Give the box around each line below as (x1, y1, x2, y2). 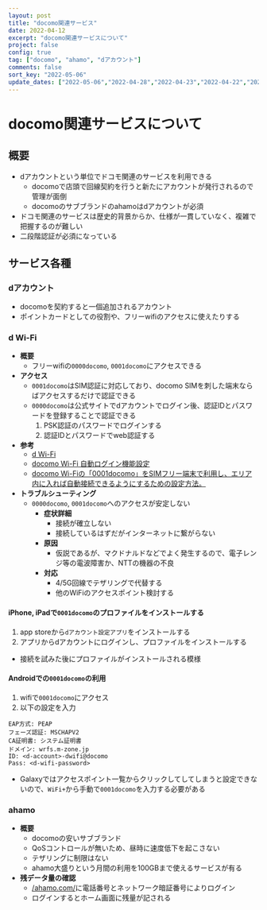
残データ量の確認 (19, 873, 76, 883)
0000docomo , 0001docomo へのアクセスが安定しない (31, 498, 191, 509)
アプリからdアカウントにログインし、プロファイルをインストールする (19, 637, 248, 646)
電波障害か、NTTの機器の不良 (76, 558, 175, 568)
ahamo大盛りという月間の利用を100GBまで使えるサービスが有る (31, 863, 242, 873)
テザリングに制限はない (31, 854, 109, 863)
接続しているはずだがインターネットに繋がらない (55, 529, 216, 538)
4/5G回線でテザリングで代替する (55, 578, 163, 588)
